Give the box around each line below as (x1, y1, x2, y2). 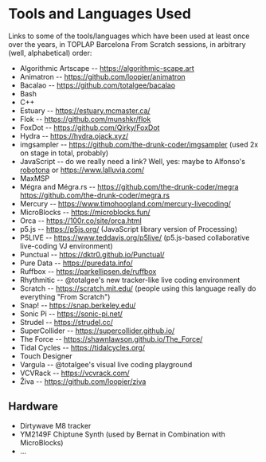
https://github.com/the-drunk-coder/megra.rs (19, 190, 170, 200)
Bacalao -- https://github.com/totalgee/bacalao (19, 80, 176, 90)
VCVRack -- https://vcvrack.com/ (19, 368, 130, 378)
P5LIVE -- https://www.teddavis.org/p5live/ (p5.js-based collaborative (19, 233, 250, 242)
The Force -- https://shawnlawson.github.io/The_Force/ (19, 334, 203, 343)
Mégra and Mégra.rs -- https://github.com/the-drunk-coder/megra (19, 182, 239, 191)
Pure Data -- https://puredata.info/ (19, 258, 133, 268)
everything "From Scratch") (19, 292, 111, 301)
